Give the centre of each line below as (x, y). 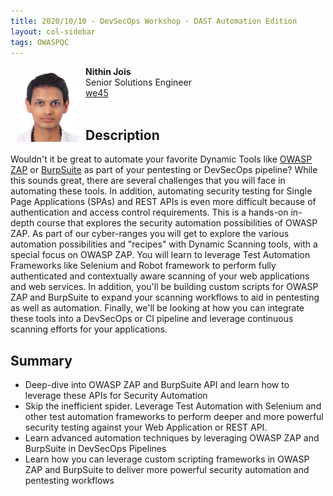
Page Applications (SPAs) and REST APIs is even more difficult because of (163, 202)
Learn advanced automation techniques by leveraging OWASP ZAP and (172, 438)
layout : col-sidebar (53, 31)
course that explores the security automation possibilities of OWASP (177, 223)
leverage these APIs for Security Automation (116, 395)
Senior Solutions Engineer (138, 82)
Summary (41, 360)
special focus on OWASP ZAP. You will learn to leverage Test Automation (160, 255)
